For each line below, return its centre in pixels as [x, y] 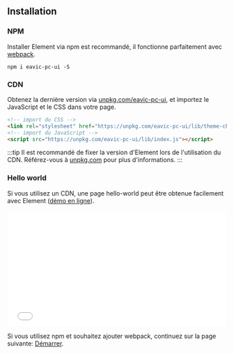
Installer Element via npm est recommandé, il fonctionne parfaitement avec [115, 46]
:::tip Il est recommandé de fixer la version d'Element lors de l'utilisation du [114, 152]
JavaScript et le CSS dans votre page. [62, 107]
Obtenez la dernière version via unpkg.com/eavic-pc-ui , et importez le [108, 99]
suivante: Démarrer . [36, 343]
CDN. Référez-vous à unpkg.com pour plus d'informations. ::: [95, 160]
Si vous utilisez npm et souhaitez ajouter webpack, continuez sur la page [112, 336]
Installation [32, 12]
